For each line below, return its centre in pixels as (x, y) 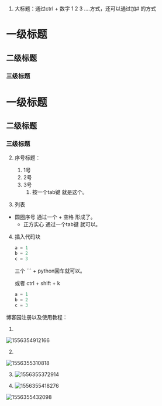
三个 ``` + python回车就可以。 (50, 271)
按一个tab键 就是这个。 (60, 192)
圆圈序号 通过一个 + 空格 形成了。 (55, 217)
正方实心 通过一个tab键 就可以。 (62, 224)
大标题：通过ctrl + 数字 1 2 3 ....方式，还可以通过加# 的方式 (85, 8)
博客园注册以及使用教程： (37, 317)
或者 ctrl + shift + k (37, 283)
